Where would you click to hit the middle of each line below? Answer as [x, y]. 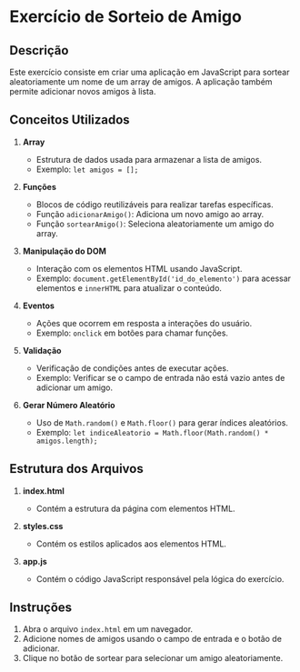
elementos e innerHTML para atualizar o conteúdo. [129, 287]
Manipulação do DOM [65, 251]
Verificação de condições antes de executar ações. [132, 368]
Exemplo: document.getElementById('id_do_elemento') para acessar [164, 278]
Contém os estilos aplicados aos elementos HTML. [131, 544]
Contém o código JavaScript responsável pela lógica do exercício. [160, 578]
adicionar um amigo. [75, 387]
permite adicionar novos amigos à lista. [83, 91]
